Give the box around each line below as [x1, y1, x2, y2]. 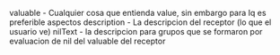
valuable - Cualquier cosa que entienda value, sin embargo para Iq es [9, 8, 267, 18]
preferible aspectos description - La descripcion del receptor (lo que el [9, 17, 272, 27]
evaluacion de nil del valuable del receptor [9, 35, 166, 46]
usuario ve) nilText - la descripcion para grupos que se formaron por [9, 27, 263, 36]
